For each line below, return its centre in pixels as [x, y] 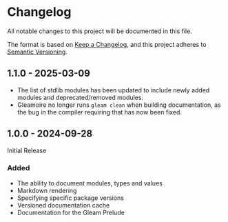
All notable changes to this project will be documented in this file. [100, 31]
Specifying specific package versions [70, 198]
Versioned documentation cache [63, 205]
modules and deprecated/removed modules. [80, 97]
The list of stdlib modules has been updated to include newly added [113, 90]
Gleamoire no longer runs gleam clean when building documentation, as [119, 105]
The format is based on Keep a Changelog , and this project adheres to [107, 44]
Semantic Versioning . [37, 52]
